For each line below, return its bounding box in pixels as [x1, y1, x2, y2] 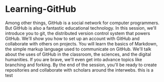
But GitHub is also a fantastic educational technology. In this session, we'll [5, 25, 157, 31]
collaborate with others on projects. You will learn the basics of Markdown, [5, 41, 158, 46]
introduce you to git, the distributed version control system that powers [5, 30, 150, 36]
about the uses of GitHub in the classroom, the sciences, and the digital [5, 51, 151, 57]
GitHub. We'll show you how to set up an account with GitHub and [5, 36, 140, 41]
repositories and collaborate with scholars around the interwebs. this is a [5, 67, 154, 73]
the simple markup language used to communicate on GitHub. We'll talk [5, 46, 152, 52]
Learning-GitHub [5, 3, 76, 15]
